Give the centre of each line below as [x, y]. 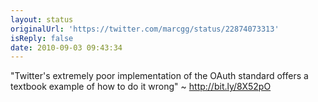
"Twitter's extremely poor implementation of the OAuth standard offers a [159, 76]
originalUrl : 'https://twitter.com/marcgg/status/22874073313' [145, 29]
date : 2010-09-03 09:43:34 [66, 47]
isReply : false [42, 38]
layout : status [42, 19]
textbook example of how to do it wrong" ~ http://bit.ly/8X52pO [141, 87]
